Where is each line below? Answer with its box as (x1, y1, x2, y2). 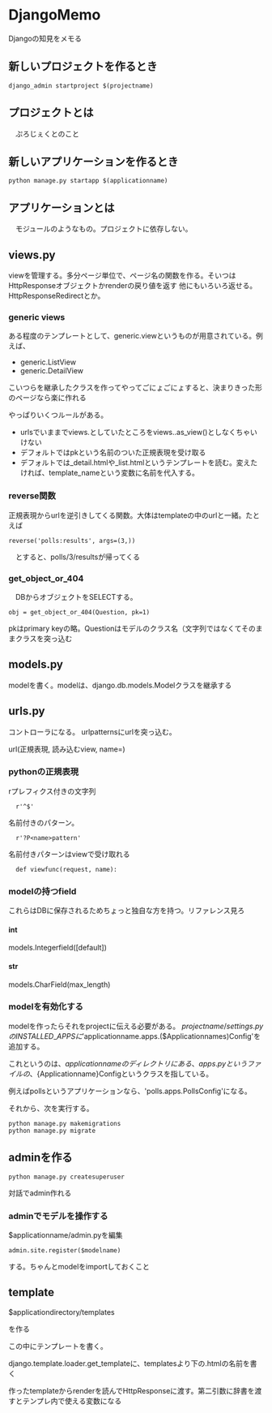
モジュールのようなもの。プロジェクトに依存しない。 (15, 224, 193, 234)
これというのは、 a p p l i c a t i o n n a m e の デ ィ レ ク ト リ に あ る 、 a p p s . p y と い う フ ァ (8, 1058, 261, 1068)
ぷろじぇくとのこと (15, 128, 79, 139)
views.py (8, 248, 56, 261)
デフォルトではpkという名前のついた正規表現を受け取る (19, 448, 206, 458)
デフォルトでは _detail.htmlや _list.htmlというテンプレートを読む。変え (19, 458, 251, 467)
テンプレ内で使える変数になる (22, 1396, 122, 1406)
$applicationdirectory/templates (8, 1307, 115, 1316)
